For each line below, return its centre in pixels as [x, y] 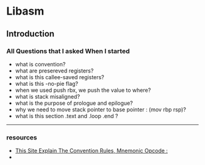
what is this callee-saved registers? [60, 77]
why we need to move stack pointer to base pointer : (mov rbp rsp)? [100, 109]
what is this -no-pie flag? [46, 83]
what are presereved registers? [54, 71]
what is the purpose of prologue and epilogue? [74, 103]
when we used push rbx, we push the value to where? [83, 90]
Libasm [25, 11]
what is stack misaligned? [48, 96]
